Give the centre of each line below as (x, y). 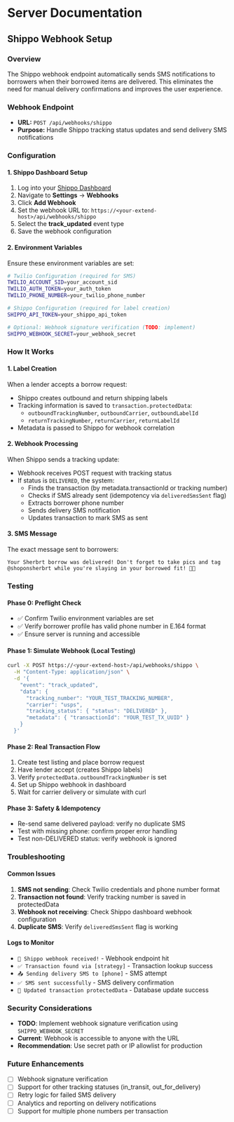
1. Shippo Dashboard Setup (47, 172)
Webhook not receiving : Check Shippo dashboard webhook (105, 911)
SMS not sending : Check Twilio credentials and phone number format (118, 889)
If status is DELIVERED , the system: (66, 480)
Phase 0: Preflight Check (44, 602)
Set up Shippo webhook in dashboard (72, 785)
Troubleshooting (36, 857)
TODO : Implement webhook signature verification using (98, 1024)
